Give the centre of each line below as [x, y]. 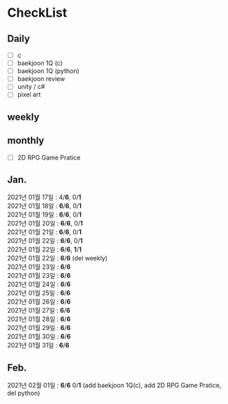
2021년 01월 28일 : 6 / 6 [39, 319]
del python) [24, 393]
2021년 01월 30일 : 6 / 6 [39, 336]
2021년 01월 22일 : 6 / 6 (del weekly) [58, 258]
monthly [26, 141]
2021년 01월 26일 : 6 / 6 [39, 302]
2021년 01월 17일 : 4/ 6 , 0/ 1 [44, 197]
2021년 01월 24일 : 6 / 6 [39, 284]
